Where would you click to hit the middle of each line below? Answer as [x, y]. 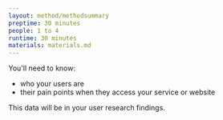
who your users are [52, 84]
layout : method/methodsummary [59, 16]
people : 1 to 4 [34, 30]
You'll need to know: [42, 68]
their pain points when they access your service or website [118, 92]
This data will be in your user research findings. [87, 108]
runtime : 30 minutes [43, 38]
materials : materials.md [50, 46]
